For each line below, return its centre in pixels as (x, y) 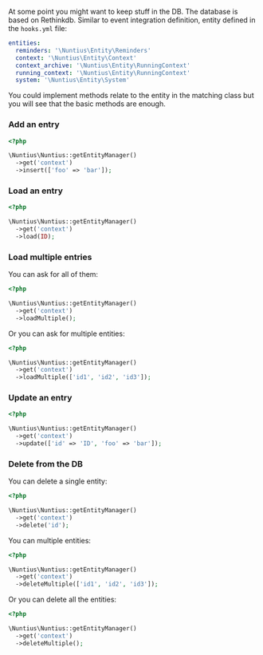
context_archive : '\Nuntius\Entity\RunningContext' (103, 65)
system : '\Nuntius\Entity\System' (73, 80)
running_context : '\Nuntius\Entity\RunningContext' (103, 73)
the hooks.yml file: (38, 28)
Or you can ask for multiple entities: (67, 333)
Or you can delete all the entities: (63, 600)
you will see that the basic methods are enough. (87, 104)
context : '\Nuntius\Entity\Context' (76, 58)
